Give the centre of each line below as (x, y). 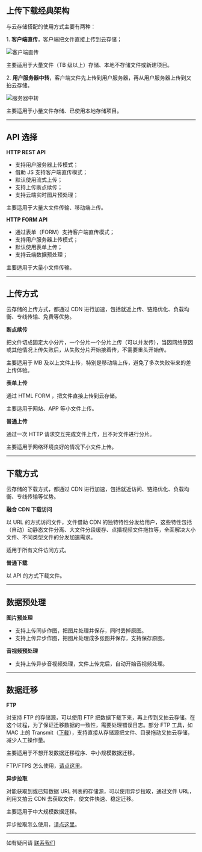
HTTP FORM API (27, 219)
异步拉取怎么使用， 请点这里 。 (43, 824)
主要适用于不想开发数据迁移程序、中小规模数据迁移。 (72, 753)
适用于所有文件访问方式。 (38, 550)
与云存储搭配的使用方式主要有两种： (51, 26)
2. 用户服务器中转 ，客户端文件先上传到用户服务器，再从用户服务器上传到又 (99, 78)
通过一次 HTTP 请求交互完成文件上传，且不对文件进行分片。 (81, 434)
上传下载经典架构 (38, 11)
